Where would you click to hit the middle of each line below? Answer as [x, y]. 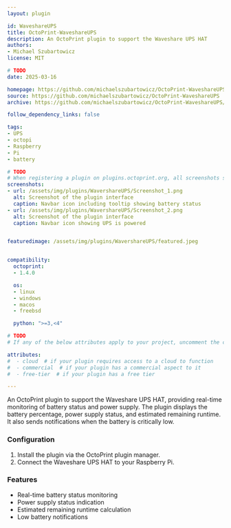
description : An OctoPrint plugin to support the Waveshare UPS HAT [107, 39]
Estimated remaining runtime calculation [74, 509]
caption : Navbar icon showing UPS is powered [80, 223]
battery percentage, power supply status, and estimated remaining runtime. [114, 414]
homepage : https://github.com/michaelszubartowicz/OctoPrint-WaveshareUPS [117, 89]
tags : [15, 127]
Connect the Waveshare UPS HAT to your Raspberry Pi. [96, 462]
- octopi [20, 140]
